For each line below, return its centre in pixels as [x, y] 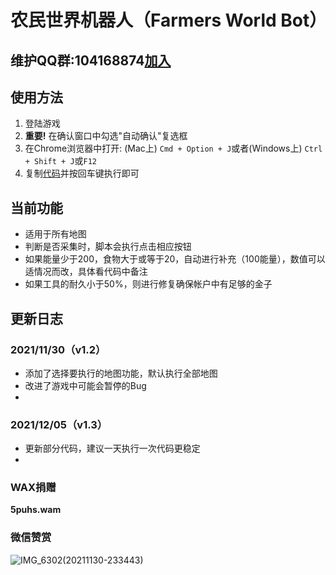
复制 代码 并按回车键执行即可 [82, 173]
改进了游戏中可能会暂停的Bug [85, 385]
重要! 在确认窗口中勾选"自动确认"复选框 [106, 136]
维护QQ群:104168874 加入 [91, 60]
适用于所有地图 [55, 234]
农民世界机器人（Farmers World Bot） [169, 20]
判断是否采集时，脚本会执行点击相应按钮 [108, 247]
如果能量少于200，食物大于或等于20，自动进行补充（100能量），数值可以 [175, 259]
